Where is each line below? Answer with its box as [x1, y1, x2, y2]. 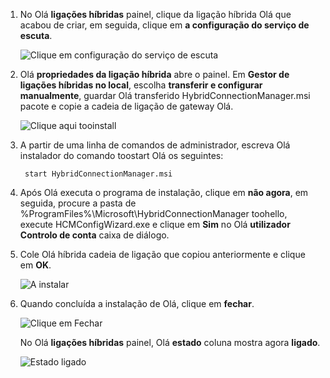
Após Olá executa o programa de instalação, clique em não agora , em [19, 187, 309, 198]
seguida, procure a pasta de [19, 197, 137, 209]
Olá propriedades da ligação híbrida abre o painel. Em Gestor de [19, 69, 290, 80]
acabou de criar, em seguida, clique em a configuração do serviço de [19, 19, 310, 31]
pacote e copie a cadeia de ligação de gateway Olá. [19, 100, 234, 112]
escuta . [19, 30, 53, 41]
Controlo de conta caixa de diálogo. [19, 229, 170, 241]
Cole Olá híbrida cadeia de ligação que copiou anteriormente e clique [19, 249, 306, 260]
